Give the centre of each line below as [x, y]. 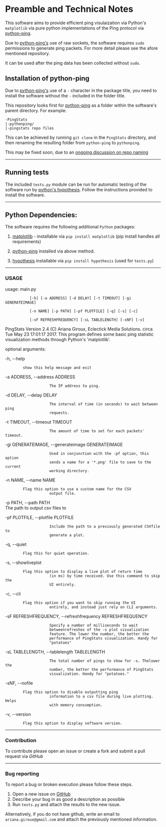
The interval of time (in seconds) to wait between [104, 404]
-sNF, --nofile [19, 683]
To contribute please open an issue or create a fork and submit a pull [75, 751]
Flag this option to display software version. [73, 723]
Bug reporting [22, 774]
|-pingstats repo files [30, 128]
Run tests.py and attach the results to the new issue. [66, 805]
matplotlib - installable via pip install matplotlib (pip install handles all [86, 236]
